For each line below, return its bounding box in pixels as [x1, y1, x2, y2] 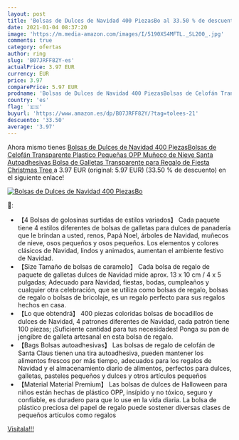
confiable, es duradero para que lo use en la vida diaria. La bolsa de [17, 395, 217, 404]
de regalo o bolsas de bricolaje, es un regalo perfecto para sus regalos [17, 293, 225, 302]
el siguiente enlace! [7, 173, 65, 182]
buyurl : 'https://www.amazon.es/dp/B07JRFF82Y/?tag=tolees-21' [7, 110, 199, 117]
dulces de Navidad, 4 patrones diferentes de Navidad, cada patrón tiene [17, 317, 230, 325]
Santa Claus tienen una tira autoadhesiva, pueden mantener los [17, 349, 204, 357]
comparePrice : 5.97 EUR [7, 83, 78, 91]
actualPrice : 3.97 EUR [7, 63, 75, 71]
